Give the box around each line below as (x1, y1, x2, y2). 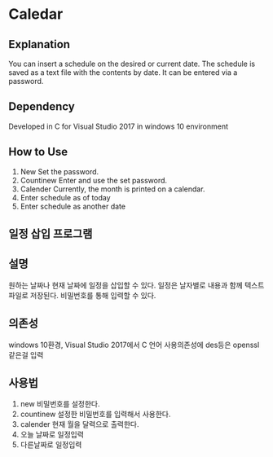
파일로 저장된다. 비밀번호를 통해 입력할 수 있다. (8, 290, 156, 300)
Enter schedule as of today (20, 192, 112, 202)
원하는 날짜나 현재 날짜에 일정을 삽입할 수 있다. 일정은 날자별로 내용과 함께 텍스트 (8, 280, 265, 290)
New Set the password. (20, 166, 99, 176)
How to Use (8, 145, 68, 159)
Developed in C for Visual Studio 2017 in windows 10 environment (8, 121, 229, 131)
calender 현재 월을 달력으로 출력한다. (20, 420, 139, 429)
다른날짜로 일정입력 (20, 440, 82, 450)
